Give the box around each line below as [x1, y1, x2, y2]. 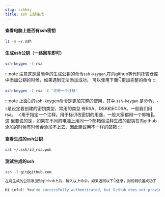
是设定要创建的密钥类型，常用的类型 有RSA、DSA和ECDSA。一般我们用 [7, 105, 152, 111]
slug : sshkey [5, 7, 32, 12]
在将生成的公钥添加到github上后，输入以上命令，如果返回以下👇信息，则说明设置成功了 [5, 178, 157, 183]
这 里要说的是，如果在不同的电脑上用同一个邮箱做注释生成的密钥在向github [5, 117, 157, 123]
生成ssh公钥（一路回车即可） [5, 50, 65, 56]
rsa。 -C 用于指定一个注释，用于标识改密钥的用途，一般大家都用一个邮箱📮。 [5, 112, 158, 117]
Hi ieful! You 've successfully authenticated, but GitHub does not [5, 187, 146, 192]
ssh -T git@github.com [5, 169, 52, 174]
